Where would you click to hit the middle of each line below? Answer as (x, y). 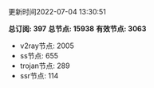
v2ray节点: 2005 (47, 46)
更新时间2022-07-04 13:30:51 (57, 12)
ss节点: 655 (39, 56)
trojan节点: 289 (45, 66)
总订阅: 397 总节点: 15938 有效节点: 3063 (77, 29)
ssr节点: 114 (39, 76)
